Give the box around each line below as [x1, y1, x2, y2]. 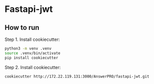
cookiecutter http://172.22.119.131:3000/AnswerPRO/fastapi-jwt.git [4, 74, 150, 79]
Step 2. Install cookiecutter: [4, 64, 61, 70]
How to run [4, 23, 40, 32]
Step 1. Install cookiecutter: [4, 36, 60, 42]
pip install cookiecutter [4, 55, 58, 60]
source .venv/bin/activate [4, 51, 61, 56]
